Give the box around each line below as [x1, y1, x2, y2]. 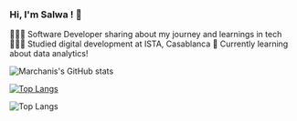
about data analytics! [9, 48, 89, 59]
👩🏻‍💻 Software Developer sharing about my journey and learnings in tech [9, 29, 282, 40]
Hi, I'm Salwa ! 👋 [9, 8, 82, 21]
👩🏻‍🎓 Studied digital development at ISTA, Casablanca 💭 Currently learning [9, 38, 289, 49]
